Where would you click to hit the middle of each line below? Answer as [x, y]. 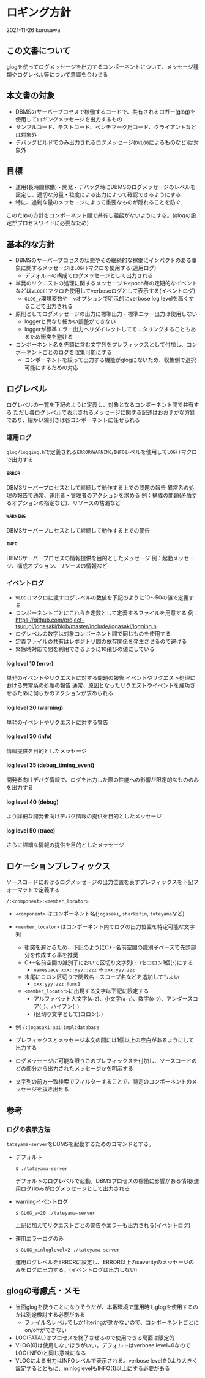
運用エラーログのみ [39, 1238]
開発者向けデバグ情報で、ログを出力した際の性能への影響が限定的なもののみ [103, 780]
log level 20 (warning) [35, 707]
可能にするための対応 [51, 368]
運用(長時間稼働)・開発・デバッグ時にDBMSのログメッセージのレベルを [105, 187]
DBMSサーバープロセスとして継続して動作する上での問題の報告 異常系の [98, 487]
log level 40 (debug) [33, 802]
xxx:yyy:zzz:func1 [57, 984]
